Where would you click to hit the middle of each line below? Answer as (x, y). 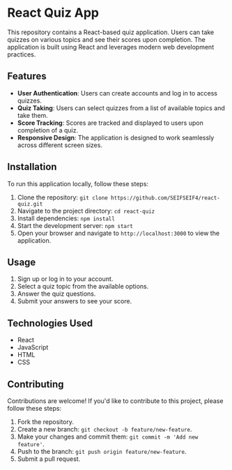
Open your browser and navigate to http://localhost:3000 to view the (118, 233)
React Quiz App (53, 13)
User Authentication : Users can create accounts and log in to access (117, 93)
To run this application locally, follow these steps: (78, 183)
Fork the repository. (46, 422)
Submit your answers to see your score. (75, 301)
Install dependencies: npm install (66, 218)
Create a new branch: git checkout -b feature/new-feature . (105, 429)
